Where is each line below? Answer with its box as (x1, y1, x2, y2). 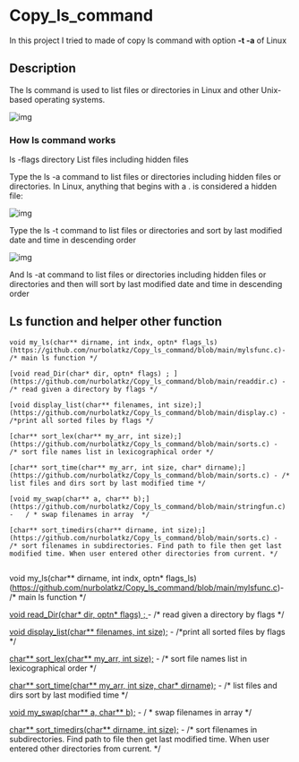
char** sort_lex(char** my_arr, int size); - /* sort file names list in (9, 653, 248, 664)
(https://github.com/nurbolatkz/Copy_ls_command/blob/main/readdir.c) (9, 377, 278, 385)
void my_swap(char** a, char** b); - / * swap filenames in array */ (9, 707, 252, 717)
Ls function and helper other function (9, 314, 222, 329)
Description (9, 61, 76, 76)
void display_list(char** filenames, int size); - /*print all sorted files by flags (9, 626, 286, 637)
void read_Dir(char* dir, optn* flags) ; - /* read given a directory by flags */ (9, 609, 285, 620)
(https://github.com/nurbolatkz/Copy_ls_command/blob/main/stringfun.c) (9, 502, 286, 511)
